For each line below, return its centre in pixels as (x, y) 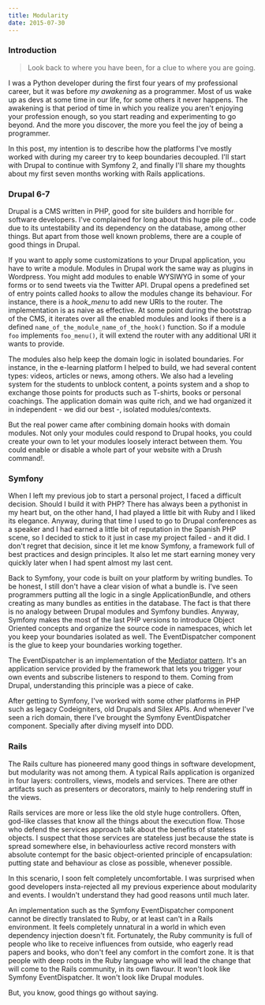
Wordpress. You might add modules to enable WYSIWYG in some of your (127, 277)
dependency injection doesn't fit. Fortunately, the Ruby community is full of (130, 935)
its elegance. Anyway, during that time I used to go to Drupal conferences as (132, 521)
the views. (25, 797)
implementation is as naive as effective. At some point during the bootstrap (130, 310)
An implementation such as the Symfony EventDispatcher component (121, 910)
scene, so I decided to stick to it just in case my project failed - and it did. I (129, 538)
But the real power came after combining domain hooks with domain (119, 425)
